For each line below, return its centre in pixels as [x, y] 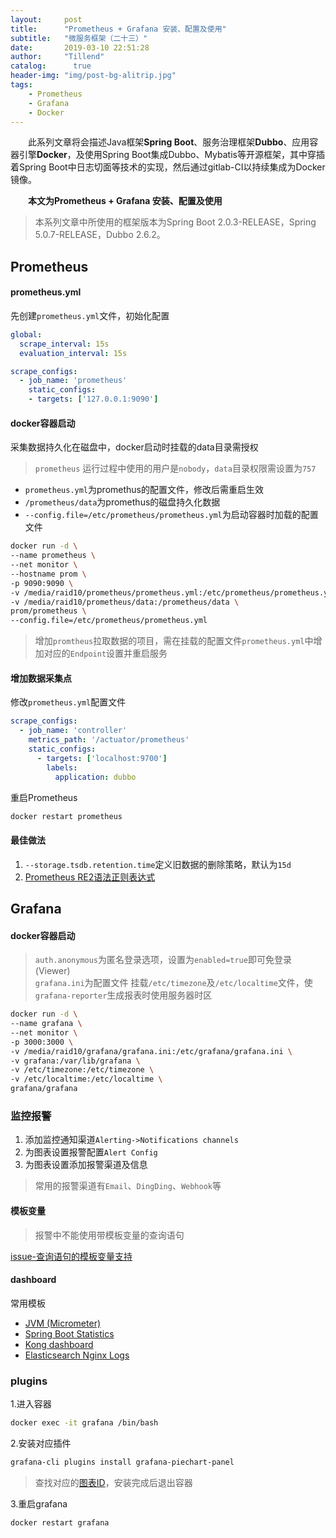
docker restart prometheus [66, 816]
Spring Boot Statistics [69, 1333]
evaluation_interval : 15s [73, 353]
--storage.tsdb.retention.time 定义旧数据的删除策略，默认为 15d [158, 864]
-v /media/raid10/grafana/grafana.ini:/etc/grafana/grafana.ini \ [151, 1051]
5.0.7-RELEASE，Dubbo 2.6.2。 [100, 235]
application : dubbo [95, 777]
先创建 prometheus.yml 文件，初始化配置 [90, 315]
